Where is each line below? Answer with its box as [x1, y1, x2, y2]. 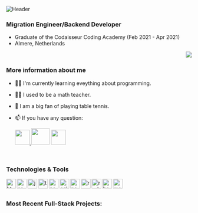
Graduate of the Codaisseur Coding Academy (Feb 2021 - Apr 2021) [14, 34, 180, 41]
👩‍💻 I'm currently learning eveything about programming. [14, 80, 151, 87]
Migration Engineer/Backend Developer [6, 20, 122, 28]
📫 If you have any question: [14, 114, 84, 121]
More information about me [6, 66, 87, 74]
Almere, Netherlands [14, 40, 65, 47]
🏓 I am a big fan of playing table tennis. [14, 102, 110, 109]
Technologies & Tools [6, 165, 69, 173]
